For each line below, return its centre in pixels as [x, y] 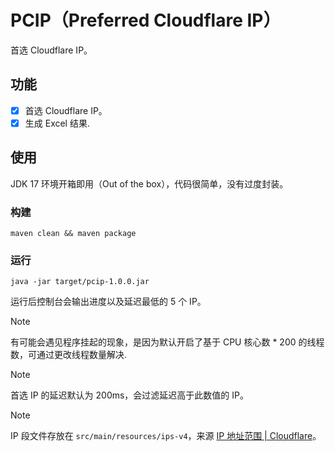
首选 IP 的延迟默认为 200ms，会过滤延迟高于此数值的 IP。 [130, 395]
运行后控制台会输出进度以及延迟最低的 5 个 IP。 [108, 302]
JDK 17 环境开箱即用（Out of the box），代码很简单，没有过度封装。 [149, 183]
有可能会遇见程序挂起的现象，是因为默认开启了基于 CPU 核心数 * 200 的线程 [167, 342]
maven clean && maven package [73, 233]
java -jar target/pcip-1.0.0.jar [80, 282]
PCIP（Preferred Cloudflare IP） [146, 20]
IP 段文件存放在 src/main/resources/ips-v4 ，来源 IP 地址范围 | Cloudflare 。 [166, 436]
